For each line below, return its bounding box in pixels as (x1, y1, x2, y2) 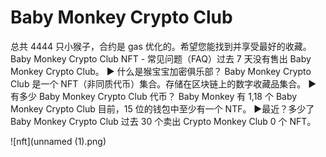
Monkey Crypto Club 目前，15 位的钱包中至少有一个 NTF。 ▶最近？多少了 (10, 102, 315, 115)
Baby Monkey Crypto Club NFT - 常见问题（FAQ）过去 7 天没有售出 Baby (10, 52, 312, 65)
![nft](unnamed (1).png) (10, 135, 107, 147)
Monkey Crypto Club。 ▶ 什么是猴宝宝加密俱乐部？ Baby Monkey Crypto (10, 65, 312, 77)
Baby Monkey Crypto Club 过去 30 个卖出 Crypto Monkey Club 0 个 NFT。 (10, 115, 317, 127)
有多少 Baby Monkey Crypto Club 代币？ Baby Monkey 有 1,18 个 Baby (10, 90, 298, 102)
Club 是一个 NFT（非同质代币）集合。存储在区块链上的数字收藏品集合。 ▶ (10, 77, 317, 90)
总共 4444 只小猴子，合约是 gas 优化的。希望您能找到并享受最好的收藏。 (10, 40, 312, 52)
